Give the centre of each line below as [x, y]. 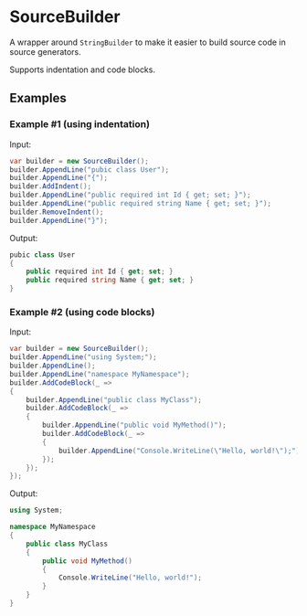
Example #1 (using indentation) [80, 124]
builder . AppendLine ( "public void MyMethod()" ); [134, 425]
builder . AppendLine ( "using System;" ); [83, 357]
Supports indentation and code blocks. [82, 69]
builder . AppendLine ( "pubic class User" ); [90, 170]
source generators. [46, 51]
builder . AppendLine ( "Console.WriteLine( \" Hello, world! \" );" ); [181, 451]
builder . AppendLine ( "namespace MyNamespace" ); [100, 374]
